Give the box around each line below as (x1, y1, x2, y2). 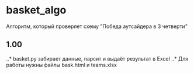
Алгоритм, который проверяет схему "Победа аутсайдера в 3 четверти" (6, 23, 188, 30)
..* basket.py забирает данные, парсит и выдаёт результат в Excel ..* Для (6, 55, 189, 62)
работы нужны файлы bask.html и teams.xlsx (6, 61, 117, 68)
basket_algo (6, 3, 67, 17)
